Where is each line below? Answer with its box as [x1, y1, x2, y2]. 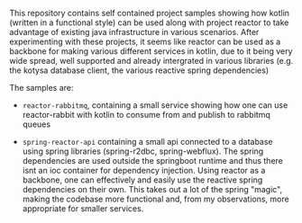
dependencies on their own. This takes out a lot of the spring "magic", [22, 184, 283, 194]
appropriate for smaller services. [22, 203, 144, 214]
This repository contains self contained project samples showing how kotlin [9, 8, 290, 18]
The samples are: [9, 83, 74, 93]
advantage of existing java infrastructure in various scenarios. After [9, 27, 260, 37]
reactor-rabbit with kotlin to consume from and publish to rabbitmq [22, 110, 270, 120]
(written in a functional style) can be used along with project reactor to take [9, 17, 289, 28]
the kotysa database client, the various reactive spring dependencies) [9, 65, 270, 76]
